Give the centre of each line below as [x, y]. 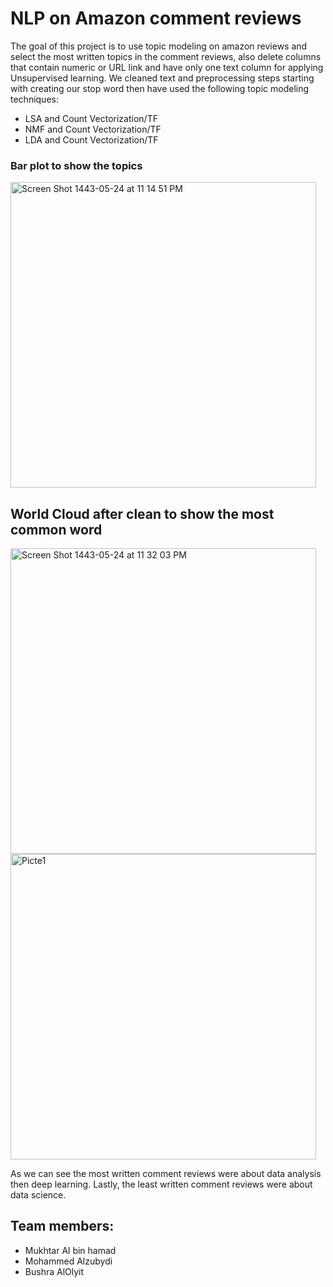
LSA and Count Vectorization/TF [91, 118]
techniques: [34, 99]
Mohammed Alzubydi [68, 1261]
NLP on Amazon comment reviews [156, 18]
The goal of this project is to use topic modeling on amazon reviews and [159, 46]
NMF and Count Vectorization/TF [93, 129]
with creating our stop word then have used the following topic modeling [160, 88]
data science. [38, 1195]
